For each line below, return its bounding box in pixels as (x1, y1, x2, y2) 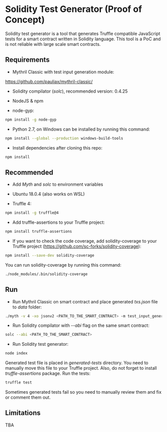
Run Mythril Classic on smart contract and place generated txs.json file (12, 298, 158, 304)
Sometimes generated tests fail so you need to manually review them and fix (5, 389, 162, 395)
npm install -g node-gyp (5, 117, 57, 122)
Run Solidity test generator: (12, 341, 69, 347)
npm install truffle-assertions (5, 229, 72, 234)
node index (5, 351, 28, 356)
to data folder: (12, 304, 42, 310)
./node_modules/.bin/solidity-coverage (5, 272, 88, 277)
